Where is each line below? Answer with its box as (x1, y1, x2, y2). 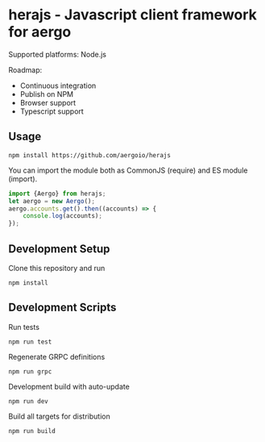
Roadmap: (8, 65, 43, 74)
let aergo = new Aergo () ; (8, 197, 95, 205)
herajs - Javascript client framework (8, 6, 258, 24)
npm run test (8, 337, 52, 346)
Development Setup (8, 242, 110, 256)
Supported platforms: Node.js (8, 49, 107, 59)
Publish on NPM (19, 89, 74, 98)
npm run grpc (8, 367, 52, 376)
